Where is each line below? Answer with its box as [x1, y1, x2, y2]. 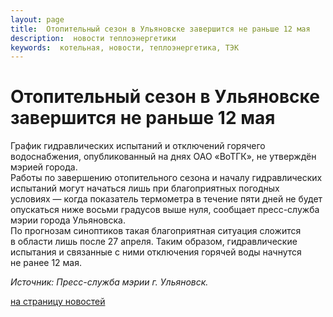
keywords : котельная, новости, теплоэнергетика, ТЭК [10, 42, 240, 53]
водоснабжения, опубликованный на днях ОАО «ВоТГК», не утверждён [10, 151, 317, 163]
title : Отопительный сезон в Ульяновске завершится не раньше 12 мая [10, 24, 311, 34]
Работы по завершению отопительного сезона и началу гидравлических [10, 172, 323, 184]
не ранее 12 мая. [10, 257, 83, 269]
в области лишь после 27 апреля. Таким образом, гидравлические [10, 236, 298, 248]
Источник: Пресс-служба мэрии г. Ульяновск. [10, 276, 209, 288]
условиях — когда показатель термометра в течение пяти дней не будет [10, 193, 323, 205]
